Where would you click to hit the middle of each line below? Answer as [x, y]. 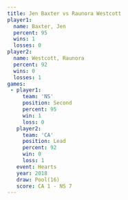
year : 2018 [32, 173]
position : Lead [44, 142]
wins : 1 [24, 39]
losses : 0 [27, 45]
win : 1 [32, 115]
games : [17, 84]
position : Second [47, 103]
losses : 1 [27, 77]
